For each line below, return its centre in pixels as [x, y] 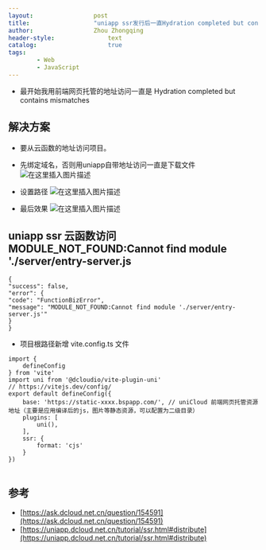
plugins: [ [40, 418]
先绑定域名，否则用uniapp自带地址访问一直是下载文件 [108, 165]
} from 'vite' [32, 373]
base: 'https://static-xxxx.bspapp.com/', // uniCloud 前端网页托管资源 [141, 403]
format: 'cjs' [60, 446]
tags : [17, 53]
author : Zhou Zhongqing [76, 30]
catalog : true [66, 45]
